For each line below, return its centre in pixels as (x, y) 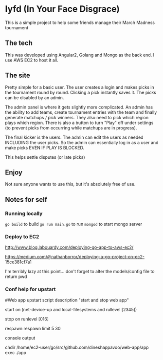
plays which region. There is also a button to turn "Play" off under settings (79, 123)
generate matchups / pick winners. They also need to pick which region (77, 117)
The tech (19, 43)
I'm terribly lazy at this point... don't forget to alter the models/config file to (80, 272)
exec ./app (16, 352)
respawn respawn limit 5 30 (33, 328)
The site (18, 75)
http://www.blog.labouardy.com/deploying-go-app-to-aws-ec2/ (69, 247)
